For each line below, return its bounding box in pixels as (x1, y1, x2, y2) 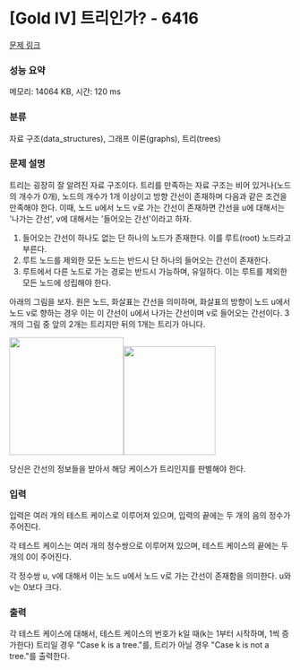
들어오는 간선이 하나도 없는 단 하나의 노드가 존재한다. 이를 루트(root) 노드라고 (21, 232, 292, 243)
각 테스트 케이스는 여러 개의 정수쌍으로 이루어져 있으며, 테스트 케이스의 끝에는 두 (9, 540, 289, 552)
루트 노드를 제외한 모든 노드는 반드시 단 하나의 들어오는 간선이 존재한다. (21, 255, 271, 265)
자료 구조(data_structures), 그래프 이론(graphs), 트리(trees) (9, 133, 221, 144)
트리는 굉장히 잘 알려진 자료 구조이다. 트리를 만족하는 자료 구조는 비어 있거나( (9, 179, 278, 190)
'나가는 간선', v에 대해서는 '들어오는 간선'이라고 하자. (9, 213, 193, 224)
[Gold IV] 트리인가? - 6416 (9, 8, 199, 29)
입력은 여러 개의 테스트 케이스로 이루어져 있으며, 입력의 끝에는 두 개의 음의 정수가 (9, 510, 291, 521)
